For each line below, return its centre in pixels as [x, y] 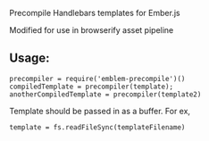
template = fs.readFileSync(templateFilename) [97, 127]
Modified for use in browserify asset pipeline [92, 30]
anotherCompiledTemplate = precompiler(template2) [105, 94]
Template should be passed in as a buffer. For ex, [100, 111]
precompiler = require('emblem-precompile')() [97, 79]
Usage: [30, 58]
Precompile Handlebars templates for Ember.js [95, 13]
